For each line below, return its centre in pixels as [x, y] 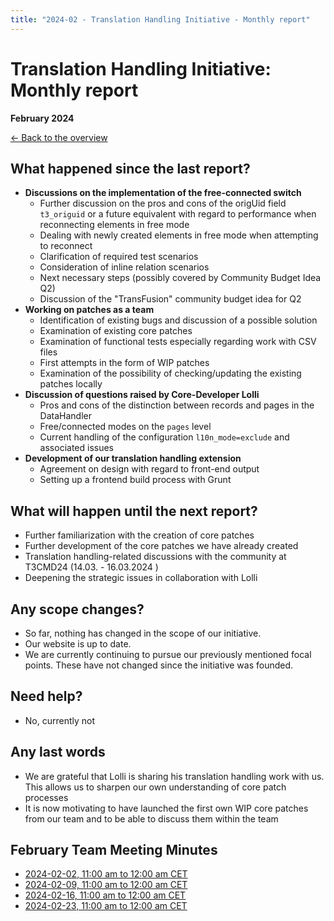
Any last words [58, 752]
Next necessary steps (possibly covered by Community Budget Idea [180, 278]
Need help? [46, 696]
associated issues [76, 448]
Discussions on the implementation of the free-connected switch [163, 193]
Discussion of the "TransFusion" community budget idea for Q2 [170, 299]
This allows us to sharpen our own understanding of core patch [155, 787]
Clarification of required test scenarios [119, 257]
